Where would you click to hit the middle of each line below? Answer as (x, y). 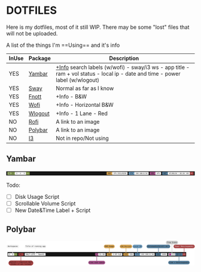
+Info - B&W (71, 97)
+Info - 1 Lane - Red (82, 113)
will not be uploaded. (32, 33)
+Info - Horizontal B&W (85, 105)
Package (40, 58)
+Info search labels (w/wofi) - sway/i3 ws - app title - (123, 67)
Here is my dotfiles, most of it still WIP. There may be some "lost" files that (98, 27)
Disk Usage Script (37, 196)
